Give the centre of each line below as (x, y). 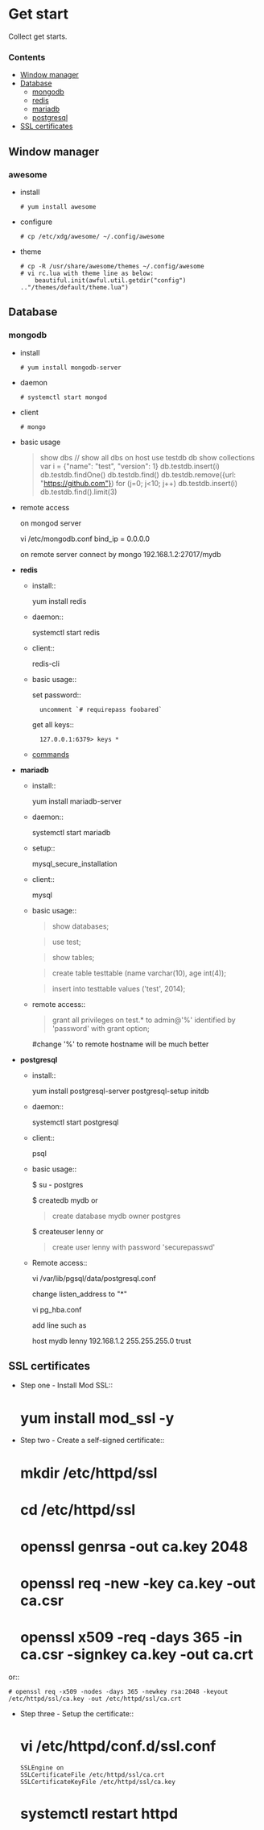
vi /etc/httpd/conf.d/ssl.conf (118, 1747)
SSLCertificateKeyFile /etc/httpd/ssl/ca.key (97, 1782)
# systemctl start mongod (63, 397)
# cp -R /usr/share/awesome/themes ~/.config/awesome (112, 266)
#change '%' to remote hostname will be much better (120, 1044)
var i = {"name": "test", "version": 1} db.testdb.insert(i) (130, 466)
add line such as (59, 1325)
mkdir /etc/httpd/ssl (89, 1473)
